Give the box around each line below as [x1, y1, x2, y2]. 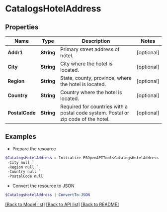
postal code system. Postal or [60, 109, 129, 116]
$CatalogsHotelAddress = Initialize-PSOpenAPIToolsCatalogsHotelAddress [5, 155, 159, 160]
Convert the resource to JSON [12, 183, 75, 189]
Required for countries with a [60, 103, 128, 110]
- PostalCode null [7, 174, 43, 179]
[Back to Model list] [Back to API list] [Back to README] [5, 202, 119, 208]
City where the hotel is [60, 60, 113, 67]
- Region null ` [7, 165, 39, 170]
